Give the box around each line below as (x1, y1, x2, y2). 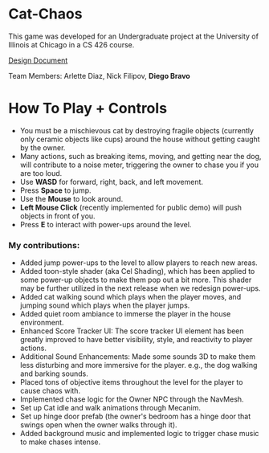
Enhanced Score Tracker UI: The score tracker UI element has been (19, 326, 244, 336)
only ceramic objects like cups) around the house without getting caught (19, 134, 260, 144)
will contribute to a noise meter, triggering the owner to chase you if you (19, 160, 259, 169)
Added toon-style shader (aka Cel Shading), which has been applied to (19, 267, 255, 276)
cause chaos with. (19, 386, 81, 396)
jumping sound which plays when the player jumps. (19, 300, 190, 310)
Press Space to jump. (19, 186, 92, 195)
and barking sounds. (19, 369, 88, 378)
